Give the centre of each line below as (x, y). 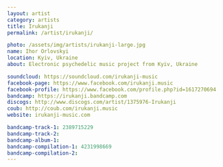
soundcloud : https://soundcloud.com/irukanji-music (82, 76)
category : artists (33, 20)
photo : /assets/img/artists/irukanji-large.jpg (77, 45)
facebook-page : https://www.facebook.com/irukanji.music (90, 83)
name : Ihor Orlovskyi (38, 52)
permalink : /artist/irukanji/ (50, 33)
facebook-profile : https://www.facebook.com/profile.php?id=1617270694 (111, 89)
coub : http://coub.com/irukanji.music (62, 109)
